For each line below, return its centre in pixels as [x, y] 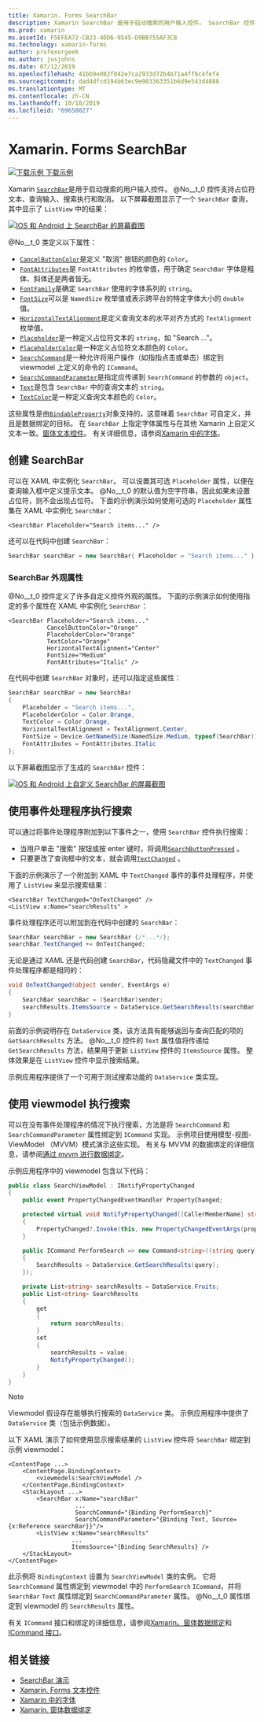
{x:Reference [29, 1527]
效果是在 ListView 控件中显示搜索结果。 [79, 1060]
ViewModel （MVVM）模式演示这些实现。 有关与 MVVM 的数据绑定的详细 [128, 1144]
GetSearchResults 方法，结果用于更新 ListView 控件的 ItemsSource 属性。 [126, 1050]
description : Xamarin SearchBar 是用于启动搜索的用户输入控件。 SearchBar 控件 [132, 23]
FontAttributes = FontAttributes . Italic [89, 744]
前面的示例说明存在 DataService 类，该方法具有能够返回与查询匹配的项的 [126, 1030]
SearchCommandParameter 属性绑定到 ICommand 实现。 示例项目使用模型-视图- [130, 1134]
